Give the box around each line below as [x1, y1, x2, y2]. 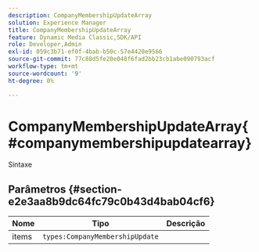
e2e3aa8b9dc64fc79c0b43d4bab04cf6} [8, 195, 215, 208]
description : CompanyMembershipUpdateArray [8, 11, 153, 20]
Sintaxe [8, 160, 33, 169]
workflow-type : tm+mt [8, 63, 79, 70]
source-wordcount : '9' [8, 70, 82, 77]
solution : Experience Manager [8, 19, 107, 27]
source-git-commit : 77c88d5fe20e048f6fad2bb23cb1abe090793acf [8, 56, 215, 63]
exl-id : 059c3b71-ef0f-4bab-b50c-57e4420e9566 [8, 48, 163, 56]
